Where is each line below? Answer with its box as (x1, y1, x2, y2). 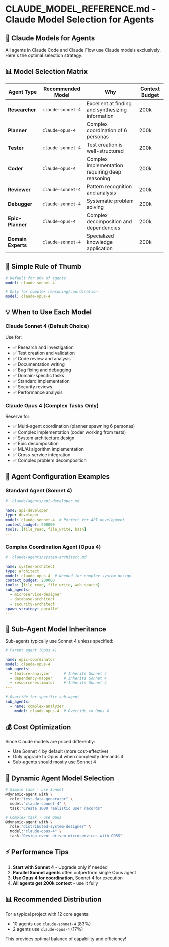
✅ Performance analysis (12, 389, 63, 395)
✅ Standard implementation (12, 378, 70, 384)
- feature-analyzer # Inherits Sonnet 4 (10, 671, 107, 676)
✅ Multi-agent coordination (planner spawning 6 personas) (12, 423, 135, 429)
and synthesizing (86, 106, 127, 113)
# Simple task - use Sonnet (5, 787, 64, 792)
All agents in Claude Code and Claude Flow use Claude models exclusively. (5, 47, 161, 53)
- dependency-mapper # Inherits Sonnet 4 (10, 676, 107, 681)
